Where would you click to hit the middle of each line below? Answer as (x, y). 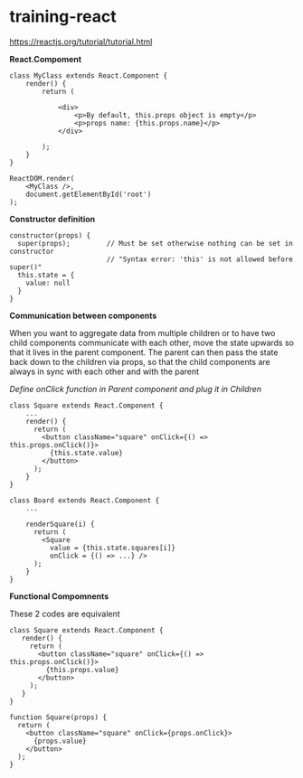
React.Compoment (46, 59)
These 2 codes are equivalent (65, 614)
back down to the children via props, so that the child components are (140, 361)
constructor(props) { (50, 235)
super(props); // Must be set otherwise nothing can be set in (156, 243)
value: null (48, 283)
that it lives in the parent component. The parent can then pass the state (144, 352)
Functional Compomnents (59, 596)
